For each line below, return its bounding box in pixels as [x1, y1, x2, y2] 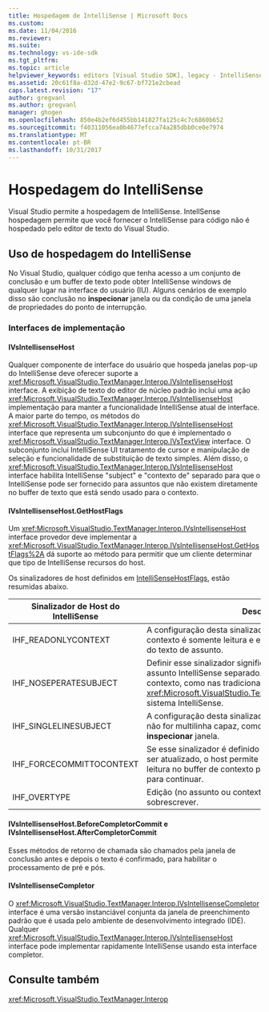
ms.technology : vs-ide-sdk [8, 49, 98, 57]
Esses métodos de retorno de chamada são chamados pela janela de [8, 845, 236, 855]
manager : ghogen [8, 109, 62, 117]
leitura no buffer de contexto [147, 764, 254, 775]
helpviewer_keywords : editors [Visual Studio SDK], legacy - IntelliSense [8, 71, 263, 79]
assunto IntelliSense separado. [147, 667, 263, 679]
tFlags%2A [8, 550, 46, 559]
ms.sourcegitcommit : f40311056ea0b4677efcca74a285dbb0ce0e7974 [8, 123, 224, 131]
